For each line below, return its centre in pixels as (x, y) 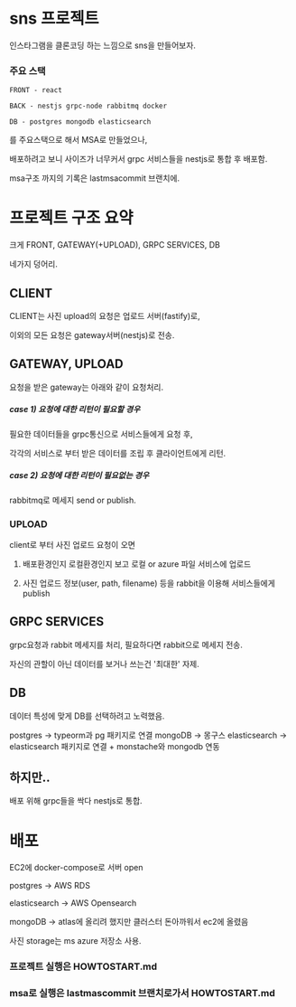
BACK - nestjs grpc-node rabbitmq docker (88, 106)
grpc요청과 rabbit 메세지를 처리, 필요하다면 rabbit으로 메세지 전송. (126, 645)
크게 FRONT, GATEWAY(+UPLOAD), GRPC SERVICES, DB (115, 245)
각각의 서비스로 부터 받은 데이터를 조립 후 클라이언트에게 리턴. (118, 453)
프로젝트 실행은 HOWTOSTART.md (83, 966)
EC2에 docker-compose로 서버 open (76, 868)
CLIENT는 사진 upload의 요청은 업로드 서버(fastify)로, (105, 315)
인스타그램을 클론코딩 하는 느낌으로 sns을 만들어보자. (103, 45)
